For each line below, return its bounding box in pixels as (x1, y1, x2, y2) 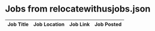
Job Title (7, 21, 29, 28)
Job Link (69, 21, 90, 28)
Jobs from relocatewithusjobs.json (5, 3, 151, 15)
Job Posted (94, 21, 122, 28)
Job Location (33, 21, 65, 28)
